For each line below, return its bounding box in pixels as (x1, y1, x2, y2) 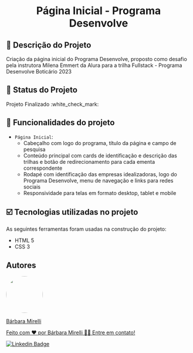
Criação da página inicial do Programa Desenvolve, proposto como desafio (6, 56, 188, 62)
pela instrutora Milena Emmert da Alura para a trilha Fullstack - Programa (6, 62, 182, 69)
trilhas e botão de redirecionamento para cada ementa (23, 158, 155, 165)
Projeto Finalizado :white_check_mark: (6, 100, 99, 107)
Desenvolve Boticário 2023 (6, 68, 72, 75)
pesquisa (23, 146, 46, 153)
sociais (23, 183, 41, 190)
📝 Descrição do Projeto (6, 40, 92, 50)
